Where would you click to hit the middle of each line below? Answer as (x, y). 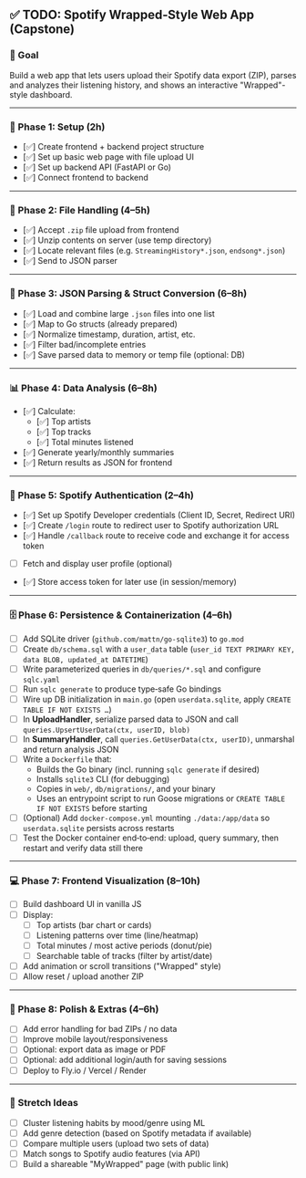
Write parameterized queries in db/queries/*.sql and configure (142, 669)
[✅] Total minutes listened (85, 442)
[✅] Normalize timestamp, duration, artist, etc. (109, 334)
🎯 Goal (24, 56)
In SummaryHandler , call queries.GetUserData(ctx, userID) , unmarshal (158, 739)
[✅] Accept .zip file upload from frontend (101, 230)
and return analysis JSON (71, 749)
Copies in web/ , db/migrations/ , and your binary (126, 789)
